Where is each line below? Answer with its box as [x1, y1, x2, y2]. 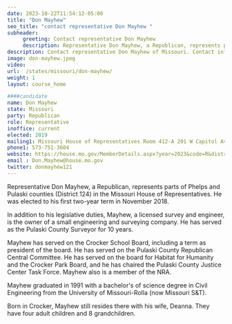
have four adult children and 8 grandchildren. [7, 309, 136, 317]
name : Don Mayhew [7, 99, 57, 107]
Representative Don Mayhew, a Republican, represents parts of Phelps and [7, 182, 220, 190]
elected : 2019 [7, 132, 48, 139]
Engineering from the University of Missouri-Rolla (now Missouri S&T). [7, 288, 207, 296]
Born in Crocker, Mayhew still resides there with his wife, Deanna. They [7, 301, 210, 310]
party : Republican [7, 112, 60, 119]
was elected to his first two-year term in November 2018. [7, 197, 169, 205]
